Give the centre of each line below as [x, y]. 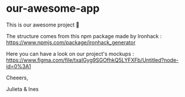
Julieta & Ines [23, 89]
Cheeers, [17, 78]
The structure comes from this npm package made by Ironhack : [84, 36]
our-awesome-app [53, 9]
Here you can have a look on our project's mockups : [70, 53]
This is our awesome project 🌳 [43, 25]
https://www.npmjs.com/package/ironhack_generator [71, 42]
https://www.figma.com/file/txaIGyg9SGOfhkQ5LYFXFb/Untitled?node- [92, 60]
